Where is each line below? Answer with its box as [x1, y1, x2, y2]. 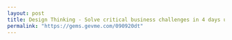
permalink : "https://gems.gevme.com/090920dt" [7, 22, 144, 29]
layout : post [7, 9, 45, 17]
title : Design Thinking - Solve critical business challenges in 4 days [7, 16, 221, 23]
